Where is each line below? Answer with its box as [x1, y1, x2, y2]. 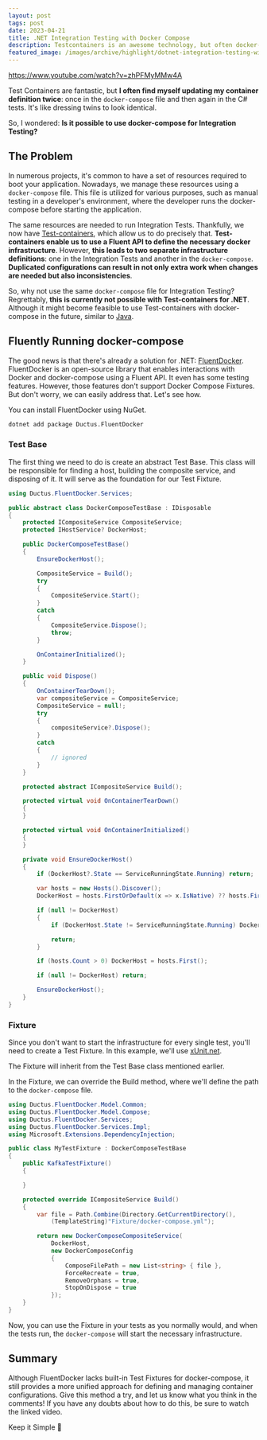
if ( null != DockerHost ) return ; [37, 971, 148, 979]
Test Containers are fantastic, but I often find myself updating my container [8, 86, 259, 95]
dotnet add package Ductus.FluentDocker [8, 420, 145, 428]
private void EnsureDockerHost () [22, 855, 133, 863]
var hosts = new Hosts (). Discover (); [37, 885, 161, 893]
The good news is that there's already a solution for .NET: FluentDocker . [8, 356, 244, 365]
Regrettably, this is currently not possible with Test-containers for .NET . [8, 294, 250, 304]
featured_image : [8, 49, 62, 56]
